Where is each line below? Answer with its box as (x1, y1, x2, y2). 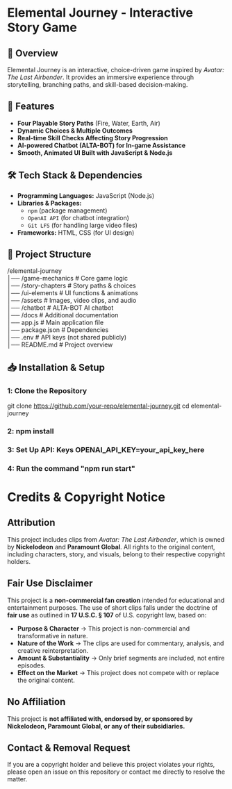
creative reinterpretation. (17, 646, 89, 654)
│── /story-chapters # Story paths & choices (7, 281, 137, 290)
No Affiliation (7, 696, 66, 708)
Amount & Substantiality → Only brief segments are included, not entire (17, 654, 225, 662)
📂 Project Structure (7, 249, 92, 260)
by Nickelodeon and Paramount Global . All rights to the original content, (7, 542, 215, 551)
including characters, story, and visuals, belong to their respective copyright (7, 550, 226, 558)
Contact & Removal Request (7, 742, 131, 754)
